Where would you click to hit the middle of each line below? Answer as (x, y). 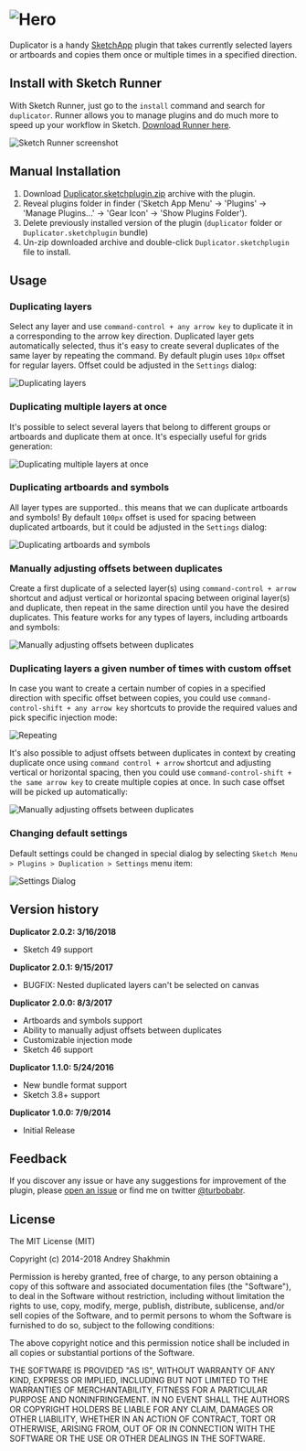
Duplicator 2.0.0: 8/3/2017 (61, 1003)
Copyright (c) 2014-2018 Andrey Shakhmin (90, 1259)
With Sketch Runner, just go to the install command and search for (137, 105)
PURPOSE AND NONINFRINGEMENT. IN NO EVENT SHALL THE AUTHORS (150, 1400)
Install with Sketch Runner (86, 84)
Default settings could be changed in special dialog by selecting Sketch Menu (153, 853)
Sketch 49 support (58, 949)
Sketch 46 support (58, 1049)
